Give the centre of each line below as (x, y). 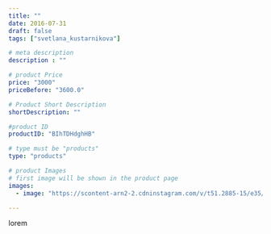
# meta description (41, 53)
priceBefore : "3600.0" (46, 90)
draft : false (30, 31)
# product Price (35, 75)
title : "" (25, 16)
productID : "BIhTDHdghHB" (52, 134)
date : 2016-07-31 (38, 23)
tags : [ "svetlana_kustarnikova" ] (65, 38)
